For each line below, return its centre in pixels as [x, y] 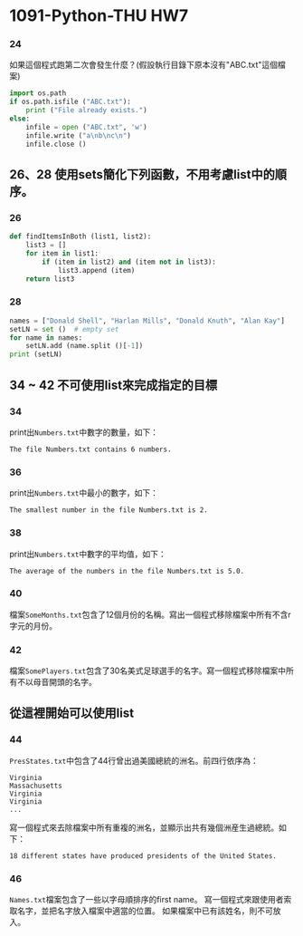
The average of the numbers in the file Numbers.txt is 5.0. [127, 571]
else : [19, 119]
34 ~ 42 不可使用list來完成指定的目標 [114, 385]
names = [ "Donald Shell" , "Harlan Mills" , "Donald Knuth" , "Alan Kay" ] [147, 321]
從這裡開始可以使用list [71, 714]
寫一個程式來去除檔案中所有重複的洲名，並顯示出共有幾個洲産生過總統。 [144, 827]
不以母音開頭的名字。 [57, 682]
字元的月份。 [33, 625]
